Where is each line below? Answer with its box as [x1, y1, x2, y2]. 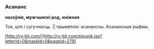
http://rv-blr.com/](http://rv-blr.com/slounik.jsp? [6, 33, 103, 39]
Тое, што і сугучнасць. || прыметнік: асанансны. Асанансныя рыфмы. [5, 24, 149, 30]
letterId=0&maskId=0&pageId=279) [5, 38, 76, 44]
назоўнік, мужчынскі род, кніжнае [5, 15, 80, 20]
